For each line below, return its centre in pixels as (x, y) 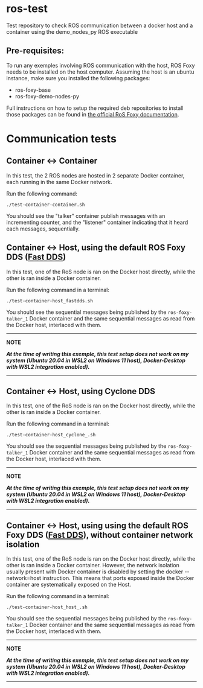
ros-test (27, 9)
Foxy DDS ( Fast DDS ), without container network (100, 535)
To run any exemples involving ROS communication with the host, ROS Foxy (101, 65)
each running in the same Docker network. (60, 182)
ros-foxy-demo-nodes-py (47, 96)
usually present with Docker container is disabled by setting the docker (95, 572)
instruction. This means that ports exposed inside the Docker (118, 578)
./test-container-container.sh (46, 205)
